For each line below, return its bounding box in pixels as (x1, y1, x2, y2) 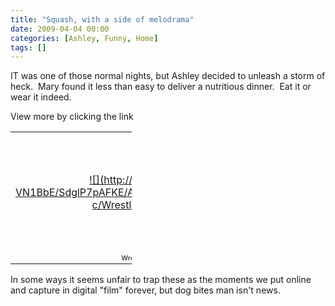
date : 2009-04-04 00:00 (10, 24, 110, 34)
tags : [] (10, 42, 47, 53)
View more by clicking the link (10, 111, 134, 123)
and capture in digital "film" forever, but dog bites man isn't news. (10, 284, 281, 296)
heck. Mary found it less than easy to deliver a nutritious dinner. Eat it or (10, 81, 312, 93)
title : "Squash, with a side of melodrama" (10, 14, 195, 25)
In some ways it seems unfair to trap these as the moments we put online (10, 273, 312, 285)
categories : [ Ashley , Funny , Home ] (10, 33, 159, 43)
